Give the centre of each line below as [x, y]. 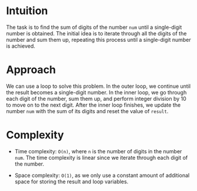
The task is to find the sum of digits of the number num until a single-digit [94, 27]
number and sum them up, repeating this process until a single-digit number [99, 39]
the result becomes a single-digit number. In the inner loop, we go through [96, 92]
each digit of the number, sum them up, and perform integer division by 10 [96, 98]
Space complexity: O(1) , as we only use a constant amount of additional [102, 175]
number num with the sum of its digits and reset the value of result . [87, 111]
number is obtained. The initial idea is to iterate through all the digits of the [96, 33]
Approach [31, 70]
